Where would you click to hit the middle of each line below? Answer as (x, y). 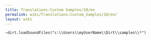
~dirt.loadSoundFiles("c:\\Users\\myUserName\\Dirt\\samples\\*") (76, 33)
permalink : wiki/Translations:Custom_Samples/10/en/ (61, 14)
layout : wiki (19, 19)
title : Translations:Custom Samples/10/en (50, 10)
